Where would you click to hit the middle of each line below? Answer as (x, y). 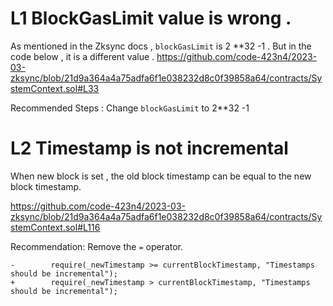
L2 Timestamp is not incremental (149, 148)
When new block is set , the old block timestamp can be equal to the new (161, 176)
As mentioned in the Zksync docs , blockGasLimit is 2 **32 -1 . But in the (161, 46)
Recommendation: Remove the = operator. (97, 246)
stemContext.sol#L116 (55, 227)
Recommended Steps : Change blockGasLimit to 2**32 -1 (130, 108)
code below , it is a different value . (82, 56)
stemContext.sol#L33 (55, 88)
